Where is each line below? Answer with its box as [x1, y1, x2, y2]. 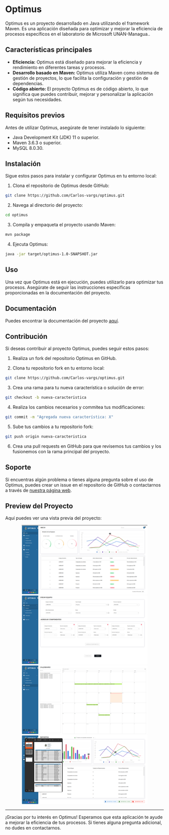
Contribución [5, 332, 48, 341]
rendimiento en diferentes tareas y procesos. [12, 64, 106, 70]
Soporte [5, 463, 31, 472]
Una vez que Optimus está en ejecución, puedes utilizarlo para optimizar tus [5, 279, 163, 285]
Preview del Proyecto [5, 502, 73, 510]
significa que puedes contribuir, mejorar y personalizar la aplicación [12, 91, 153, 97]
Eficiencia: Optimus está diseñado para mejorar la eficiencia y [12, 59, 142, 65]
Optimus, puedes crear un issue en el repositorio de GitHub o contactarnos [5, 482, 161, 488]
